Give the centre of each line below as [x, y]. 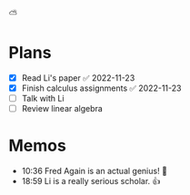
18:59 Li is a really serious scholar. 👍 [91, 181]
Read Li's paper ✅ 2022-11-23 [78, 78]
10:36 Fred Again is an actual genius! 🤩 [94, 171]
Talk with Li [43, 99]
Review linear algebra [62, 109]
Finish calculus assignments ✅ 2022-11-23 [101, 88]
